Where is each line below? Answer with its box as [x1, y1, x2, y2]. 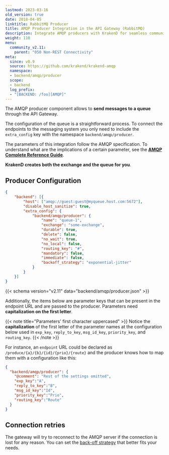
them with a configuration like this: [5, 355, 77, 361]
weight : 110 [5, 36, 30, 41]
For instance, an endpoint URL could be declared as [5, 344, 113, 350]
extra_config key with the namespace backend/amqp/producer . [5, 132, 134, 138]
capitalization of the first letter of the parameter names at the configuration [5, 323, 162, 329]
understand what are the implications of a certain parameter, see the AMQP [5, 147, 162, 153]
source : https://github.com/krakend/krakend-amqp [10, 64, 116, 69]
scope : [10, 78, 24, 83]
